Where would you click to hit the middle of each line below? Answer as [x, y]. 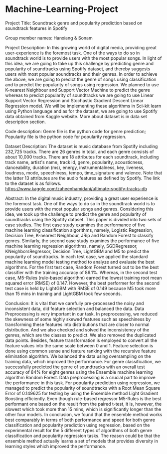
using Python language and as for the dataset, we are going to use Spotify [82, 111]
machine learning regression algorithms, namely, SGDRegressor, [72, 246]
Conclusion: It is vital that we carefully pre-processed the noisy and [75, 303]
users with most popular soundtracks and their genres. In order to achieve [81, 74]
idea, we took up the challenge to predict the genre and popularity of [76, 214]
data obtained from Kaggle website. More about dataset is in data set [76, 116]
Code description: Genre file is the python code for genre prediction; [76, 131]
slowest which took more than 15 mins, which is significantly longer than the [83, 409]
